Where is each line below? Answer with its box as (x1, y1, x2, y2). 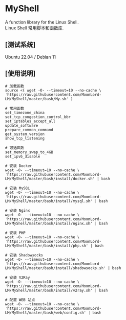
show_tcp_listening (5, 136, 45, 141)
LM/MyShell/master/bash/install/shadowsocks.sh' (5, 265, 106, 271)
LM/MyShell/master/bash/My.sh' (5, 96, 69, 101)
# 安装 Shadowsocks (5, 252, 43, 257)
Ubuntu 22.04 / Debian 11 (5, 54, 56, 60)
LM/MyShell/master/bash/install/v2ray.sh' (5, 288, 93, 293)
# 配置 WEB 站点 (5, 297, 35, 302)
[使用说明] (5, 69, 36, 78)
